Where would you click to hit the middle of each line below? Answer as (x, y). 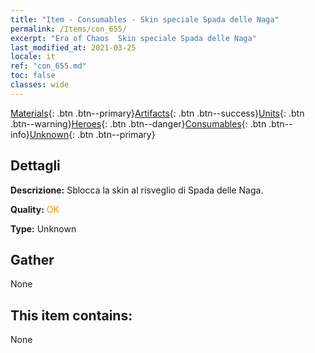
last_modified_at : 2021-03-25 (73, 47)
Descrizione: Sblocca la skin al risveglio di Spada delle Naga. (137, 190)
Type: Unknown (43, 228)
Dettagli (35, 166)
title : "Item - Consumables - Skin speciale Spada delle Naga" (145, 19)
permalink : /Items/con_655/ (69, 29)
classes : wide (40, 85)
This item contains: (71, 315)
